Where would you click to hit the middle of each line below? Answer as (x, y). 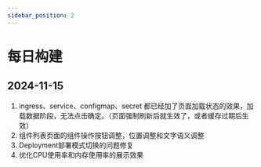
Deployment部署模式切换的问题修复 (76, 145)
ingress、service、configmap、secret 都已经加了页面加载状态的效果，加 (136, 106)
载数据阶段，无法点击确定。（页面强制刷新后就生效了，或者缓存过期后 (130, 115)
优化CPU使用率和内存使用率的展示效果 (81, 154)
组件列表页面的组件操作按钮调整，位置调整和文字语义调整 (111, 135)
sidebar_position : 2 (41, 15)
